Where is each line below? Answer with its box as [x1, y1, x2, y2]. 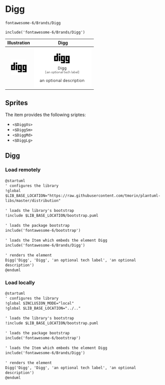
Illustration [7, 40, 31, 46]
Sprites [5, 98, 28, 107]
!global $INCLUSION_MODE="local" [5, 301, 74, 306]
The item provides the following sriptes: [5, 112, 86, 118]
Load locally [5, 279, 35, 286]
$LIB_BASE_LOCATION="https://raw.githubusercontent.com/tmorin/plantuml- [5, 193, 161, 198]
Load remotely [5, 166, 41, 173]
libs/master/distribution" [5, 198, 61, 203]
